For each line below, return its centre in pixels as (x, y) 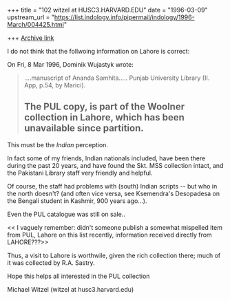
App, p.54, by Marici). (55, 85)
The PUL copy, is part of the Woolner (104, 107)
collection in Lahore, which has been (104, 117)
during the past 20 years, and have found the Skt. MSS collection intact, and (115, 165)
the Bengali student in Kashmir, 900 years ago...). (77, 201)
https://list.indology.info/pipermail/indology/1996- (124, 17)
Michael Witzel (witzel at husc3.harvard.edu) (71, 289)
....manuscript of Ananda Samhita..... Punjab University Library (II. (117, 78)
